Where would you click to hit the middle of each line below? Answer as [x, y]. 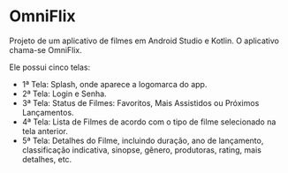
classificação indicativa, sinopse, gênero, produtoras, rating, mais [142, 150]
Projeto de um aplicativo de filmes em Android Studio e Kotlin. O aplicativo [144, 41]
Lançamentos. [48, 112]
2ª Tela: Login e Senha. [64, 94]
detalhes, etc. [47, 159]
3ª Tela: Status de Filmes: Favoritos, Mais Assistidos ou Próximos [140, 102]
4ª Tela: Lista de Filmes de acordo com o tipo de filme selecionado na [149, 122]
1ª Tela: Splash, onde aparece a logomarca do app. [114, 84]
